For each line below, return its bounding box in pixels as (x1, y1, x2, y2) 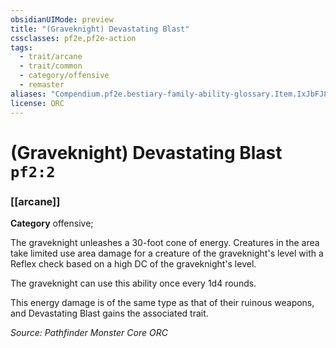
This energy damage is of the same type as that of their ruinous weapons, (10, 296, 315, 308)
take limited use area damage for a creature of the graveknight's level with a (10, 247, 324, 259)
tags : (10, 42, 33, 53)
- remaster (19, 80, 65, 90)
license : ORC (10, 98, 65, 108)
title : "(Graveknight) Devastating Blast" (10, 24, 190, 34)
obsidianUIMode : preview (10, 14, 114, 25)
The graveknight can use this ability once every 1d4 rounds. (10, 277, 257, 289)
